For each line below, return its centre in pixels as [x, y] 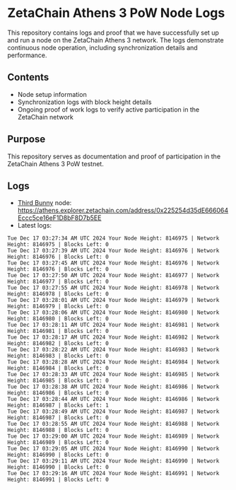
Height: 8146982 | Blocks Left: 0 [58, 344]
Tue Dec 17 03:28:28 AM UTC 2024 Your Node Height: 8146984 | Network [113, 362]
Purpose [26, 139]
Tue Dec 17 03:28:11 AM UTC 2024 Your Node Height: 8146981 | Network [113, 325]
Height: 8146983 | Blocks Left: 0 [58, 356]
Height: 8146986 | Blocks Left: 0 [58, 393]
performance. [27, 55]
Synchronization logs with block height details [84, 102]
